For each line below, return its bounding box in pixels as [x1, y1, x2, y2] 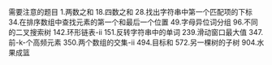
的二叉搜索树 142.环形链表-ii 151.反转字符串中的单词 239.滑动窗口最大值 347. [8, 28, 264, 37]
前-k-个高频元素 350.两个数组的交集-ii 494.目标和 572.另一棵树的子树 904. [8, 37, 257, 47]
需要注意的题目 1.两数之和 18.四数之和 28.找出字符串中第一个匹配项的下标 [8, 7, 253, 16]
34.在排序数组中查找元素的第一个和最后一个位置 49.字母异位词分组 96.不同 [8, 17, 258, 27]
